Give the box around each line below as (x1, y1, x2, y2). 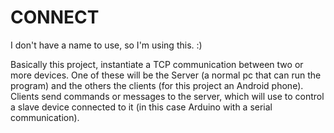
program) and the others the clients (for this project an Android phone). (10, 79, 304, 91)
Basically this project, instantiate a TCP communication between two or (10, 58, 304, 70)
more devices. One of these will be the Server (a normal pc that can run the (10, 69, 322, 81)
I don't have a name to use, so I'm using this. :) (10, 39, 203, 51)
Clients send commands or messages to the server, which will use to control (10, 90, 325, 102)
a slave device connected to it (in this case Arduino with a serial (10, 101, 273, 113)
